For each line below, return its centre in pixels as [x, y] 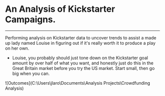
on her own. [17, 48]
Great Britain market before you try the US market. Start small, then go [83, 68]
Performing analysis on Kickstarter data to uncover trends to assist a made [81, 37]
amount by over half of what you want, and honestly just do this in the [83, 63]
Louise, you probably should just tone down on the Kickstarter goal [80, 58]
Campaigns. [30, 19]
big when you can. [31, 73]
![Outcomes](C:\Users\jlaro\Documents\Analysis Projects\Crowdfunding [78, 83]
